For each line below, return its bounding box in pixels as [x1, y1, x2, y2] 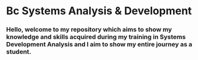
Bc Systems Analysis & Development [6, 4, 192, 18]
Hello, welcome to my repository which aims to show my [6, 26, 172, 34]
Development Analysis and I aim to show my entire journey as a [6, 40, 193, 49]
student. [6, 48, 32, 56]
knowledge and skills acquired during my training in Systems [6, 33, 186, 41]
